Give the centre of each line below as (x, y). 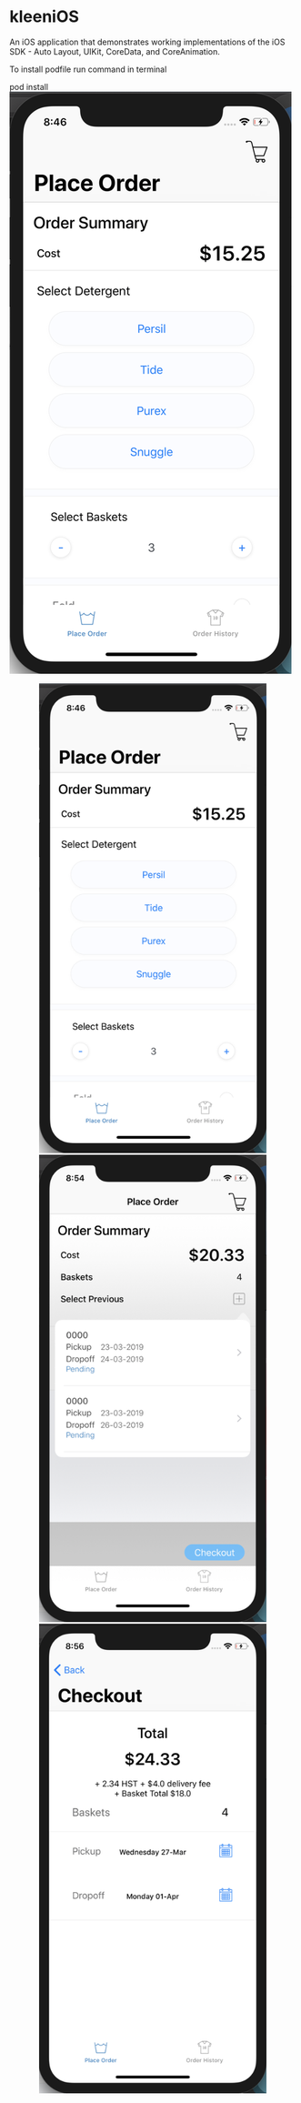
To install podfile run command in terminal (88, 69)
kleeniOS (45, 17)
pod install (29, 86)
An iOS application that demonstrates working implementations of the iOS (147, 42)
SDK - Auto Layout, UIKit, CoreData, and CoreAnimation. (115, 51)
